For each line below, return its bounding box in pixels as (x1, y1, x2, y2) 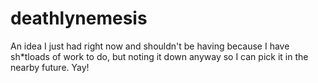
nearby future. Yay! (10, 61, 90, 73)
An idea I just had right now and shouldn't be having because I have (10, 40, 290, 52)
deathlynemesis (10, 7, 148, 30)
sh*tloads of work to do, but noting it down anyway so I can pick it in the (10, 50, 309, 62)
